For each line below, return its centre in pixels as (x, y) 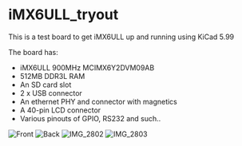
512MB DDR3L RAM (52, 76)
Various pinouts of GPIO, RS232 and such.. (90, 118)
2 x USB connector (51, 93)
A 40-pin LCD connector (60, 110)
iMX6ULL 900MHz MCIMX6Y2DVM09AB (87, 67)
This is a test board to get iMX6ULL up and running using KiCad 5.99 (121, 37)
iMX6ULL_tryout (63, 15)
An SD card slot (46, 85)
